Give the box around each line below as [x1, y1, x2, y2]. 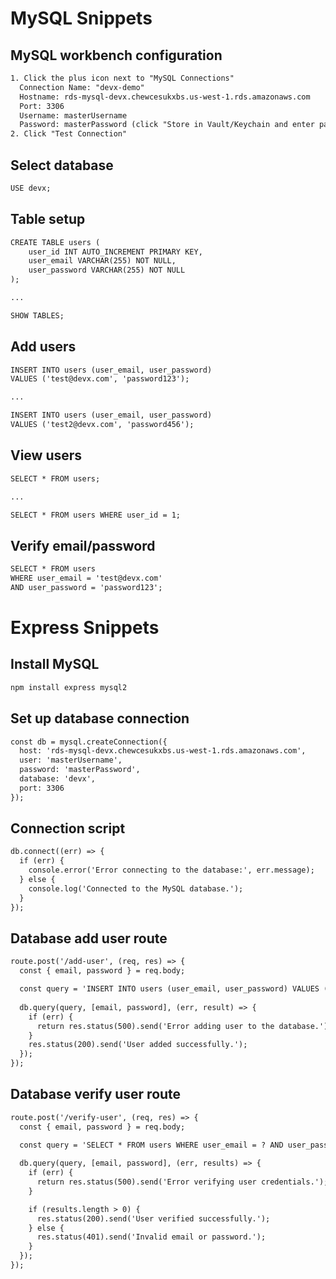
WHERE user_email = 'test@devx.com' [10, 573, 163, 584]
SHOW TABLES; [10, 310, 65, 321]
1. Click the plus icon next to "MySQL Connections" [10, 73, 235, 83]
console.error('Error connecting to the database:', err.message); [28, 865, 315, 876]
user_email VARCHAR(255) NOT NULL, [28, 256, 177, 266]
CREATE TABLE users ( [10, 237, 101, 247]
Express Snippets [10, 617, 160, 639]
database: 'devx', [19, 774, 97, 784]
